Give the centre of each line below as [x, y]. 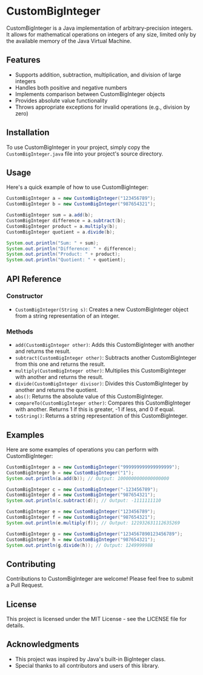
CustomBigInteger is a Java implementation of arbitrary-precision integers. [100, 28]
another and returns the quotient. [56, 390]
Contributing [31, 564]
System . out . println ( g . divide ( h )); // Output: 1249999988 [80, 545]
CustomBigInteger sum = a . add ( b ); [50, 215]
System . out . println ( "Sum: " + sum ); [52, 243]
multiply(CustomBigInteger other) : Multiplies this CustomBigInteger [101, 371]
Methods [20, 331]
